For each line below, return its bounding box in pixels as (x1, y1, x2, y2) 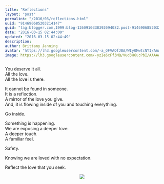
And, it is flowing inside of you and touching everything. (5, 101, 117, 108)
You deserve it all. (5, 66, 41, 72)
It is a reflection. (5, 91, 38, 97)
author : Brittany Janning (5, 44, 58, 48)
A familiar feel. (5, 136, 34, 142)
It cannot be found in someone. (5, 86, 68, 92)
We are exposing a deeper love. (5, 126, 69, 132)
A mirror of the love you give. (5, 96, 64, 102)
